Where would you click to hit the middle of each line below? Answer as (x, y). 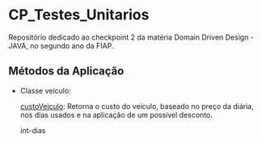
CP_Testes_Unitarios (79, 15)
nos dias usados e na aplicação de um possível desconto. (116, 115)
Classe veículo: (45, 90)
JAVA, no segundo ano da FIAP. (61, 45)
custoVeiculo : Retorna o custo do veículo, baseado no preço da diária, (137, 106)
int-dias (33, 130)
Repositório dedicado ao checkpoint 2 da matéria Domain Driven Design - (131, 37)
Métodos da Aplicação (66, 71)
